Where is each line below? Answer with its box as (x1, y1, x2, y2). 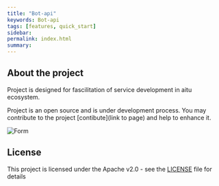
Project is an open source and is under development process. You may (7, 106, 207, 114)
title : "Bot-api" (7, 10, 57, 17)
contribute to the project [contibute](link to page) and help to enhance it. (7, 113, 211, 121)
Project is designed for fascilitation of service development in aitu (7, 85, 192, 93)
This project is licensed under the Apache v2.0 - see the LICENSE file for (7, 165, 212, 173)
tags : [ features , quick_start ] (7, 23, 96, 30)
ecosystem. (7, 93, 40, 101)
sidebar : (7, 29, 32, 36)
